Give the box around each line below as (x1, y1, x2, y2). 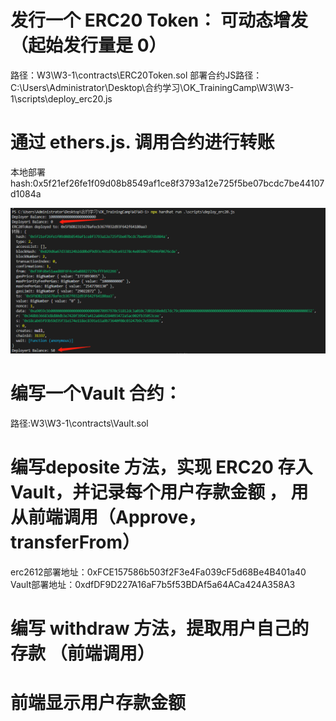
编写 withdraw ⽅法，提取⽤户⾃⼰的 (10, 617, 310, 640)
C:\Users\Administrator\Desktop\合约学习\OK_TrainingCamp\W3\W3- (10, 81, 295, 93)
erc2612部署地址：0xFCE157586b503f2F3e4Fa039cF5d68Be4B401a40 (10, 566, 307, 578)
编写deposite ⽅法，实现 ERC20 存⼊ (10, 456, 313, 479)
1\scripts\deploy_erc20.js (10, 92, 113, 105)
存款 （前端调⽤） (10, 642, 155, 665)
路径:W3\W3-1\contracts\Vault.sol (10, 417, 149, 430)
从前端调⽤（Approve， (10, 506, 207, 529)
